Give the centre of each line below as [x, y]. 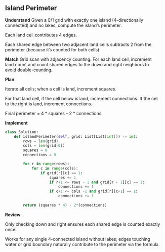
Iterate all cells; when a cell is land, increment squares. [61, 89]
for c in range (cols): [55, 168]
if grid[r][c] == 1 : [62, 173]
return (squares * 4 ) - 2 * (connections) [65, 205]
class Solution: [22, 132]
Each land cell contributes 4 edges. [41, 35]
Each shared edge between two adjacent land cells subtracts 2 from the [78, 44]
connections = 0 [40, 155]
